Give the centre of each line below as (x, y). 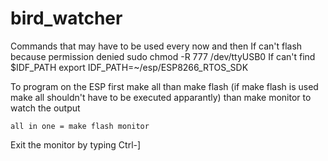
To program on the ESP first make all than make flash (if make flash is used (164, 86)
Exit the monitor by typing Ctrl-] (76, 144)
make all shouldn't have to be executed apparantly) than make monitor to (161, 97)
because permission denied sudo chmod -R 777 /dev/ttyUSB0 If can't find (163, 56)
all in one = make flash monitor (80, 126)
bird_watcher (66, 18)
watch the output (45, 108)
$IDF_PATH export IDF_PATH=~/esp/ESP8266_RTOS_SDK (129, 67)
